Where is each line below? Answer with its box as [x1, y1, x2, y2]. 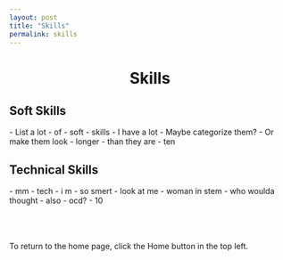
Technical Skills [9, 162, 99, 177]
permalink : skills [9, 29, 78, 38]
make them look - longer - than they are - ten [9, 136, 176, 147]
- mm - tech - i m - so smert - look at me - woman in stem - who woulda [9, 186, 275, 197]
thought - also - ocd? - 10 [9, 195, 104, 206]
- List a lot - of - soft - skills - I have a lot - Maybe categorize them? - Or [9, 126, 274, 138]
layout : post [9, 12, 58, 22]
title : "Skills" [9, 21, 70, 30]
